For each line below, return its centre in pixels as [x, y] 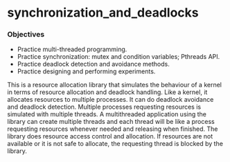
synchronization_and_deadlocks [103, 13]
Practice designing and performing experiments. [86, 71]
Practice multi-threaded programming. [72, 49]
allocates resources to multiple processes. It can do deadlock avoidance [110, 100]
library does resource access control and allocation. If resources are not [110, 136]
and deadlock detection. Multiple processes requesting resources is [104, 107]
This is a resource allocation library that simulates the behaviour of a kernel [115, 85]
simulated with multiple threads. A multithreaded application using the [107, 114]
